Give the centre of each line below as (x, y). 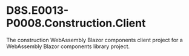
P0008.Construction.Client (76, 23)
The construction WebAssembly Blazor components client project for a (94, 40)
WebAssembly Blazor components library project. (68, 46)
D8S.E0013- (38, 11)
